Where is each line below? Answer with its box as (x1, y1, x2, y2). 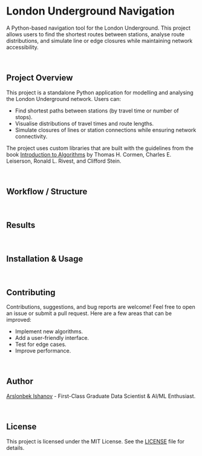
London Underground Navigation (6, 4, 175, 18)
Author (6, 376, 33, 386)
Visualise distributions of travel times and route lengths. (15, 120, 154, 127)
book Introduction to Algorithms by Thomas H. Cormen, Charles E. (6, 151, 172, 158)
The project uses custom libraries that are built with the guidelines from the (6, 144, 194, 152)
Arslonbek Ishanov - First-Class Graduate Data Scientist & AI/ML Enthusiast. (6, 392, 196, 400)
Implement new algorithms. (15, 328, 83, 335)
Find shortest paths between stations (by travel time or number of (15, 107, 180, 114)
